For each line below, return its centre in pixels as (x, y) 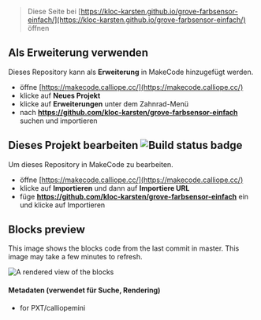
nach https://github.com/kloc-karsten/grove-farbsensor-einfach (129, 112)
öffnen (38, 28)
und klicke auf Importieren (62, 205)
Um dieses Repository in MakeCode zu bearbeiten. (91, 164)
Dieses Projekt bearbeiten (73, 145)
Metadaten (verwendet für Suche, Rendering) (84, 290)
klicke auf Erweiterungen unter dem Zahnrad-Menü (104, 104)
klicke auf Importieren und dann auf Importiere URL (104, 188)
